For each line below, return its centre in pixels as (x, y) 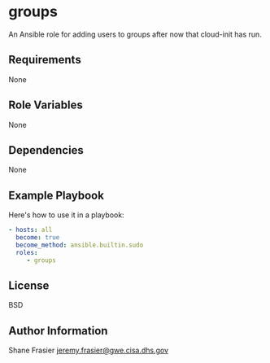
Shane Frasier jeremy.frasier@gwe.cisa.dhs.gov (89, 350)
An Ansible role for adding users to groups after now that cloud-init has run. (135, 34)
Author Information (58, 331)
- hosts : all (30, 230)
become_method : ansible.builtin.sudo (80, 245)
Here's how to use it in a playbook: (66, 215)
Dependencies (46, 150)
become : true (38, 238)
